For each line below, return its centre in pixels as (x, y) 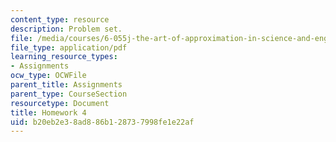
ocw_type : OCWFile (48, 76)
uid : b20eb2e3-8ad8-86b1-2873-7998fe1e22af (102, 122)
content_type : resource (60, 19)
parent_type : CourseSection (69, 94)
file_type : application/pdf (69, 47)
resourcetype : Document (60, 103)
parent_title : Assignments (66, 85)
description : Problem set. (66, 29)
